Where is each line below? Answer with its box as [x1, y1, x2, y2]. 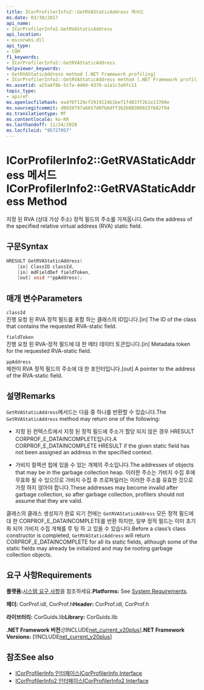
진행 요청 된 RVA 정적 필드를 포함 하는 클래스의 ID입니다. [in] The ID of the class [6, 316, 197, 323]
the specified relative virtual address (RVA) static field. [6, 222, 143, 230]
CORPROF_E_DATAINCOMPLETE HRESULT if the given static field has [15, 442, 190, 449]
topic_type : [6, 88, 36, 94]
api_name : [6, 20, 32, 26]
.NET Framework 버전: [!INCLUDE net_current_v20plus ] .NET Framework [6, 626, 185, 634]
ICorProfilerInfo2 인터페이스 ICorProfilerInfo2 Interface [15, 677, 149, 684]
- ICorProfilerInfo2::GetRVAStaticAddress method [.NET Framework [6, 77, 178, 83]
